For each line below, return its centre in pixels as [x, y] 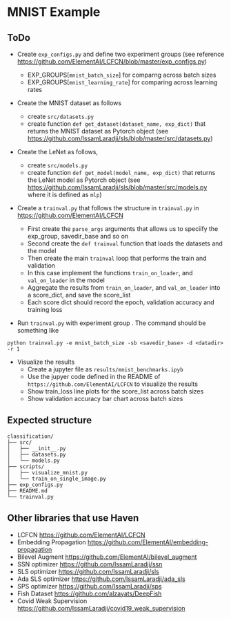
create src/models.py [58, 165]
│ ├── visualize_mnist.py [48, 472]
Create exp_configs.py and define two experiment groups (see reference [121, 54]
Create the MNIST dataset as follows [69, 103]
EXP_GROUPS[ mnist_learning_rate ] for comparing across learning [122, 82]
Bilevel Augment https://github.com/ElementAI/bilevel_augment [107, 557]
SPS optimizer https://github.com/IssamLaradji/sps [89, 586]
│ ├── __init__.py [37, 448]
